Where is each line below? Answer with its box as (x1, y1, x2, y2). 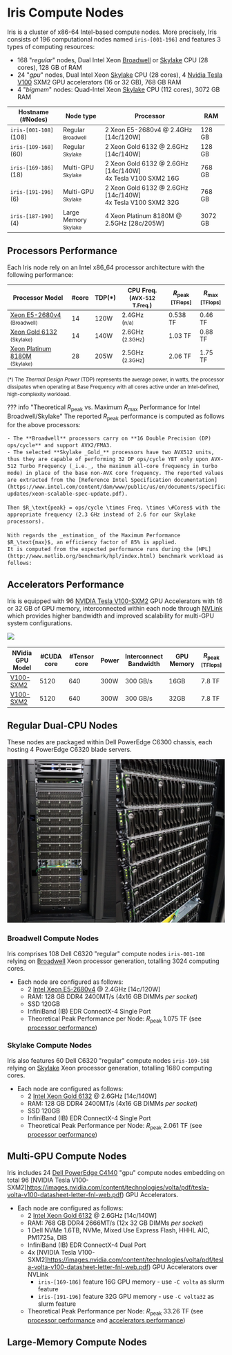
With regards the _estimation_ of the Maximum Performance (7, 532, 181, 539)
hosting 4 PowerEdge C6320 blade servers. (7, 746, 133, 754)
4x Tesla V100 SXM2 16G (104, 174, 180, 183)
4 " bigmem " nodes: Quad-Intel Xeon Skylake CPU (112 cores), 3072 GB (17, 85, 220, 93)
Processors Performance (7, 244, 117, 257)
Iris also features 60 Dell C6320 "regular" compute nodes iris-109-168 (7, 1056, 210, 1064)
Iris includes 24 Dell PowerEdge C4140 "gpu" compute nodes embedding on (7, 1169, 225, 1177)
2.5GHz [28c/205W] (104, 219, 164, 228)
